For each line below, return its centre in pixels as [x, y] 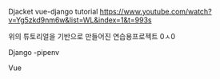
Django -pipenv [34, 52]
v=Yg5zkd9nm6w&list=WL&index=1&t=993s [80, 20]
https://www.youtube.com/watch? [156, 12]
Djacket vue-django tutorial [53, 12]
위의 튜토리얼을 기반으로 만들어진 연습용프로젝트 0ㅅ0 [92, 36]
